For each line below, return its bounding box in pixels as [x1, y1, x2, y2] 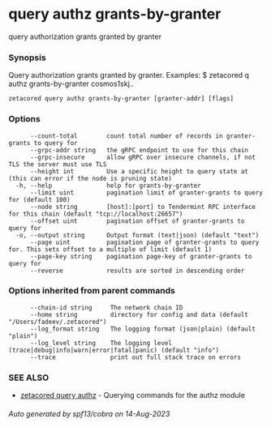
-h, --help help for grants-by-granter [15, 181, 201, 190]
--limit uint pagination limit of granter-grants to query [29, 188, 264, 197]
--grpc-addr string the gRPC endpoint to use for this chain [29, 146, 249, 154]
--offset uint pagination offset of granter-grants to [29, 216, 245, 225]
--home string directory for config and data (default [29, 310, 249, 318]
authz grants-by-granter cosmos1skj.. [8, 79, 134, 89]
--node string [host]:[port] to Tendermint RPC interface [29, 203, 256, 211]
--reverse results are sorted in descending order [29, 267, 245, 275]
